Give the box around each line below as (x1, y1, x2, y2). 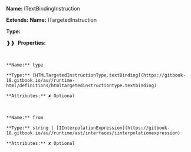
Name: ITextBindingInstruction (6, 5, 81, 12)
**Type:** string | (6, 125, 54, 131)
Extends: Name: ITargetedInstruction (6, 16, 97, 23)
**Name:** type (6, 62, 44, 68)
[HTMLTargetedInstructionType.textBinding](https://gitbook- (32, 72, 186, 78)
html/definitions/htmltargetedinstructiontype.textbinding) (6, 82, 157, 88)
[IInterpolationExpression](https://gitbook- (56, 125, 170, 131)
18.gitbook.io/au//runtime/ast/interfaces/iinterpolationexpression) (6, 130, 181, 136)
